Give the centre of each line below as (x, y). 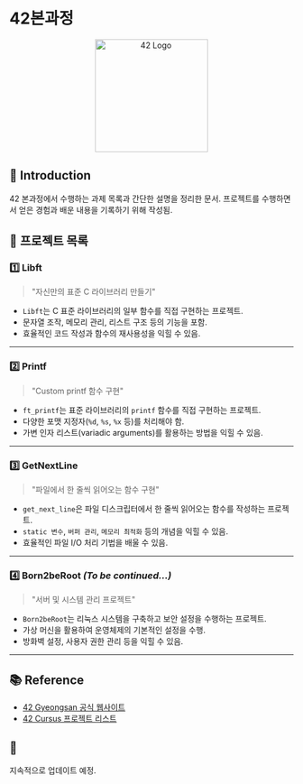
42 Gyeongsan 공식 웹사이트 (74, 707)
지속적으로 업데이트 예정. (53, 770)
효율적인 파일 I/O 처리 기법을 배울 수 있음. (95, 543)
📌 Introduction (50, 175)
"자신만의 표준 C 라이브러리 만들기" (93, 292)
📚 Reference (46, 680)
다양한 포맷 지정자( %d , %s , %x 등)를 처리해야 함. (103, 421)
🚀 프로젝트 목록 (49, 241)
